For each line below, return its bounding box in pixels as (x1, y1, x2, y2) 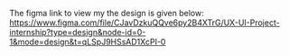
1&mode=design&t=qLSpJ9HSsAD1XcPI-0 (9, 36, 166, 47)
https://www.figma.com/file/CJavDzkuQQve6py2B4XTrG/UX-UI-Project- (9, 17, 280, 28)
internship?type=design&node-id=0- (9, 27, 146, 37)
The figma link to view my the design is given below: (9, 8, 205, 18)
